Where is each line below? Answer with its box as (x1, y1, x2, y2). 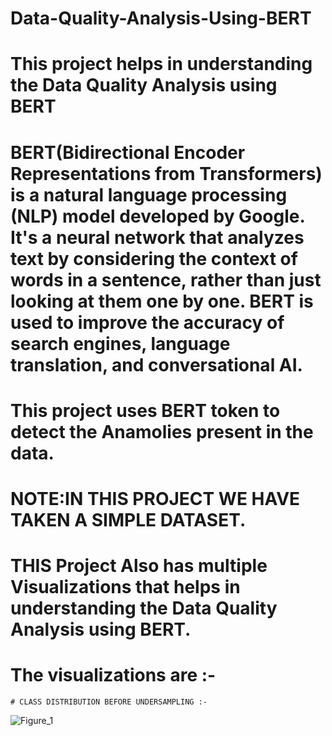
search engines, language (10, 332, 231, 355)
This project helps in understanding (10, 53, 313, 76)
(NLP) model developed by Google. (10, 205, 305, 227)
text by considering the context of (10, 247, 298, 270)
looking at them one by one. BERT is (10, 290, 314, 312)
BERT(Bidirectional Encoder (10, 141, 246, 164)
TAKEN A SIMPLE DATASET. (10, 508, 247, 531)
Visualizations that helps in (10, 576, 241, 599)
